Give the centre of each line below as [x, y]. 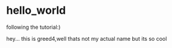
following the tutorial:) [33, 27]
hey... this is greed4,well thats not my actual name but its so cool [87, 38]
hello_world [36, 10]
